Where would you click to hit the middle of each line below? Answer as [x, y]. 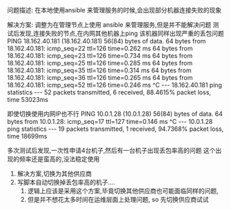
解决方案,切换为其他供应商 [54, 174]
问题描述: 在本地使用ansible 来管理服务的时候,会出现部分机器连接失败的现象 [114, 10]
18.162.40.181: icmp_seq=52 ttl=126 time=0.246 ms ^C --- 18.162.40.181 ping [115, 85]
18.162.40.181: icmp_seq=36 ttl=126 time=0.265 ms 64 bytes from [100, 77]
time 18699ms [27, 136]
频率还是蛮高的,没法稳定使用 [59, 159]
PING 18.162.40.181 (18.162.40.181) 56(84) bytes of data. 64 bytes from [107, 41]
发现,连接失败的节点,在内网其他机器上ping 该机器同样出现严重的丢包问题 [121, 33]
